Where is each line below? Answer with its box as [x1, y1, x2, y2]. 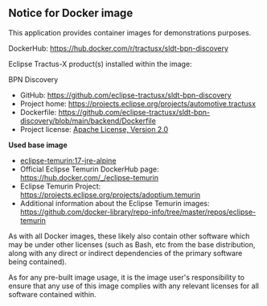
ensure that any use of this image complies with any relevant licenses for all [8, 281, 260, 291]
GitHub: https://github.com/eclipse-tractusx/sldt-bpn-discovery [19, 90, 232, 100]
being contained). [8, 257, 67, 267]
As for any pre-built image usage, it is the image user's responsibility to [8, 272, 245, 282]
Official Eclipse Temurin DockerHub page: [19, 164, 159, 174]
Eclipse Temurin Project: [19, 181, 101, 191]
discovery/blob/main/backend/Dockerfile [19, 116, 157, 126]
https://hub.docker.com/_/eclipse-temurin [19, 172, 159, 182]
